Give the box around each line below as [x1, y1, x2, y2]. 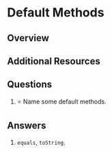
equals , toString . [16, 138, 66, 146]
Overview [7, 32, 50, 44]
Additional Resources [7, 55, 100, 67]
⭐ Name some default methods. [16, 97, 107, 106]
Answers [7, 120, 46, 132]
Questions [7, 79, 53, 91]
